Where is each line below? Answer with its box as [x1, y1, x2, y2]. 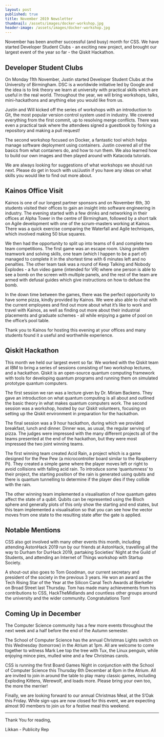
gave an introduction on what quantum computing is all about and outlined [5, 395, 155, 401]
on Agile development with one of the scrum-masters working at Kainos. [5, 220, 151, 226]
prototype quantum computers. [5, 380, 68, 386]
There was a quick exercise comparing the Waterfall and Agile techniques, [5, 226, 155, 232]
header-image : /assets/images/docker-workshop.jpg [5, 25, 110, 30]
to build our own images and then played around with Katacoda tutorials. [5, 152, 151, 158]
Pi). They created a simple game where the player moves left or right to [5, 461, 148, 467]
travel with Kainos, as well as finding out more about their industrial [5, 307, 140, 313]
